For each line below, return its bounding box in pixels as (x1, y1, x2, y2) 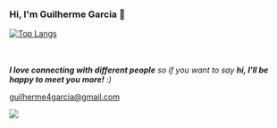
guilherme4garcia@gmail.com (9, 91, 121, 102)
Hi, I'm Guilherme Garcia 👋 (9, 8, 126, 21)
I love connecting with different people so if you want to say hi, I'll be (9, 64, 269, 75)
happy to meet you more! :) (9, 74, 112, 85)
